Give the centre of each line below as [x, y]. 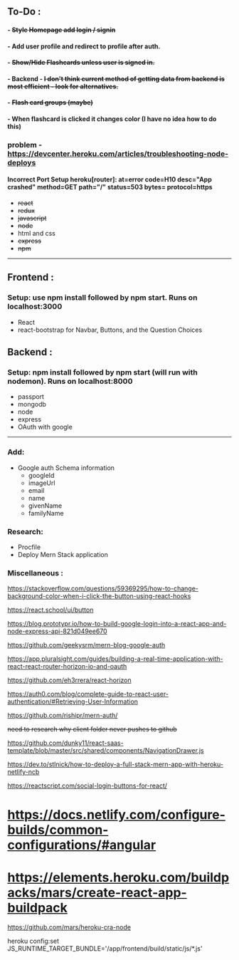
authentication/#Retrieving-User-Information [73, 701]
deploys [22, 162]
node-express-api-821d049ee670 [58, 631]
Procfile [29, 547]
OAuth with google [45, 427]
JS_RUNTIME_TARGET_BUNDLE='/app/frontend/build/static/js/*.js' [105, 949]
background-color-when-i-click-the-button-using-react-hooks [99, 596]
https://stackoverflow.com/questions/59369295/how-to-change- [103, 589]
